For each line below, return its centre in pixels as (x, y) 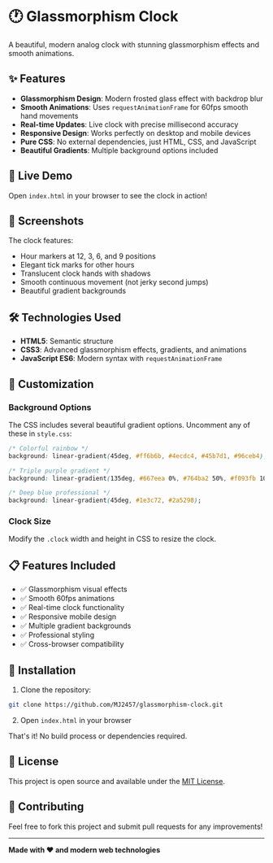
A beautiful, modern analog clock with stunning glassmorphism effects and (134, 44)
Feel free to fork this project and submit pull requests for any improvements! (136, 826)
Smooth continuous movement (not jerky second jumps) (114, 282)
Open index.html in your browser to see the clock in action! (108, 195)
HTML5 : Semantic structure (67, 341)
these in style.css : (40, 434)
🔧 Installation (42, 670)
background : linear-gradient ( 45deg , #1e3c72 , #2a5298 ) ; (105, 501)
